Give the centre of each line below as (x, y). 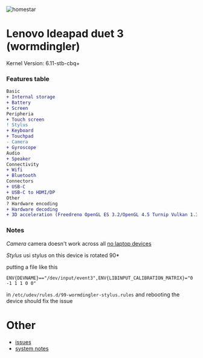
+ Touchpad (20, 136)
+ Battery (19, 103)
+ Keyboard (20, 131)
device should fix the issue (40, 301)
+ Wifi (14, 170)
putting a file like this (32, 267)
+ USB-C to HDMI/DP (31, 192)
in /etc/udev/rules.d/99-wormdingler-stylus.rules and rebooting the (93, 294)
